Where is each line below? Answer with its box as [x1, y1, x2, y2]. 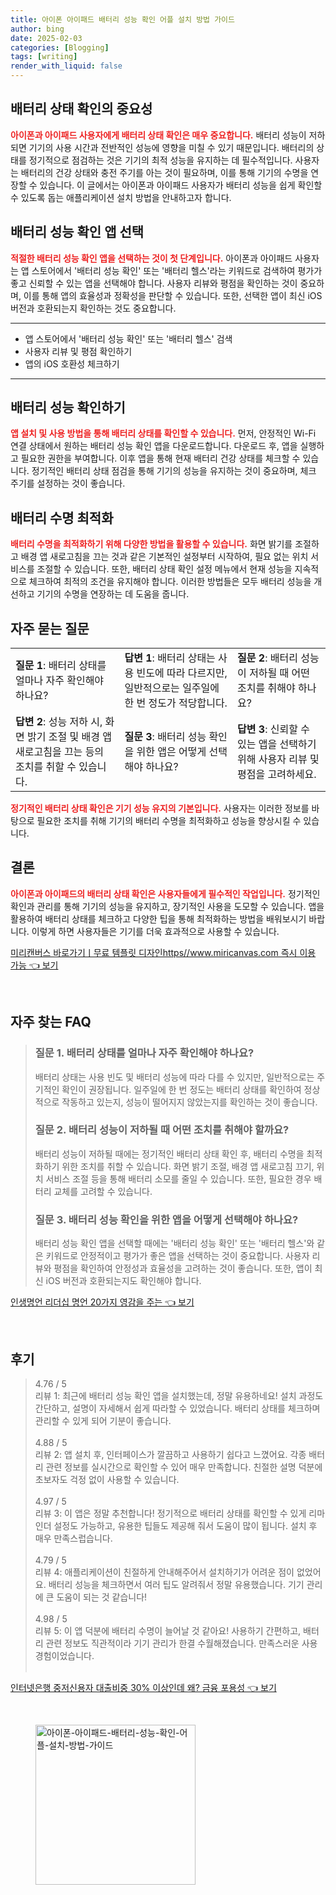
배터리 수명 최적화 [10, 509, 114, 526]
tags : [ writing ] [10, 52, 78, 62]
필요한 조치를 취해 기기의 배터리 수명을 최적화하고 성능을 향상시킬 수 [36, 815, 302, 827]
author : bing [10, 24, 65, 34]
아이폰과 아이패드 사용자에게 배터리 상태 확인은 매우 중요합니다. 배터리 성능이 [10, 129, 307, 141]
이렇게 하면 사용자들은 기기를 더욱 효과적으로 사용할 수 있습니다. [31, 925, 280, 937]
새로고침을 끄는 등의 [15, 745, 105, 759]
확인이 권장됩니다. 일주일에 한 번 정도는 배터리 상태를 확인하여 [61, 1083, 302, 1095]
